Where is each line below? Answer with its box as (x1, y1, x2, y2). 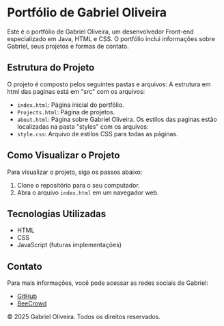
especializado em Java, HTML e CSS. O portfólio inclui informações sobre (7, 34, 215, 42)
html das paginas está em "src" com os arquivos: (7, 87, 145, 95)
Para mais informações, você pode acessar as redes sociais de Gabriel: (7, 279, 208, 287)
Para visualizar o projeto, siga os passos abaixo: (7, 168, 143, 176)
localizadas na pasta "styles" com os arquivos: (16, 122, 149, 131)
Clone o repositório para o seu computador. (16, 181, 140, 189)
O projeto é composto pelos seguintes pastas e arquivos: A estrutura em (7, 80, 211, 88)
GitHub (16, 292, 38, 301)
